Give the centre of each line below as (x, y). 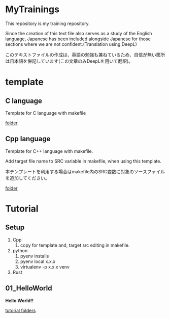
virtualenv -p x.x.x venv (45, 267)
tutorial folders (21, 310)
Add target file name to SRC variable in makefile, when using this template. (83, 161)
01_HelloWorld (29, 288)
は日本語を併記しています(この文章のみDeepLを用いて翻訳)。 (69, 61)
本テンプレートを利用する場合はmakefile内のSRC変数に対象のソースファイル (85, 171)
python (20, 250)
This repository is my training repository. (47, 23)
